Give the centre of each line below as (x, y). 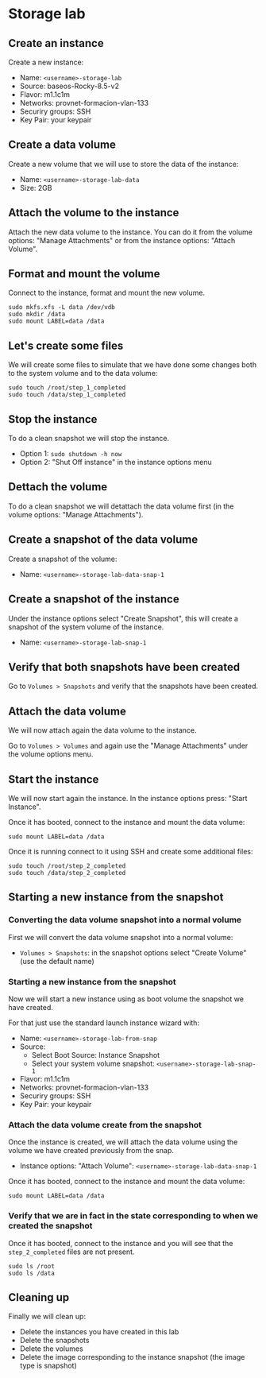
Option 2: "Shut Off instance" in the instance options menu (116, 463)
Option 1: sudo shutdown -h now (71, 454)
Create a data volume (62, 145)
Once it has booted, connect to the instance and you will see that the (121, 1243)
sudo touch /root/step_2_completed (67, 866)
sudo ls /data (32, 1273)
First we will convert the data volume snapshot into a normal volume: (121, 937)
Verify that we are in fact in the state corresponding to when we (133, 1216)
